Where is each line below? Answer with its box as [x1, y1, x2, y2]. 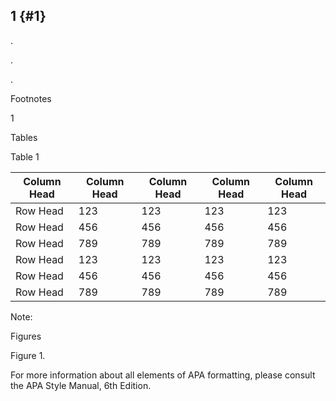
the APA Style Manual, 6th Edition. [10, 379, 152, 391]
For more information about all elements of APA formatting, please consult [10, 369, 316, 381]
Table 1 [10, 150, 40, 163]
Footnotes [10, 92, 52, 104]
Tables [10, 131, 38, 143]
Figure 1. [10, 349, 46, 361]
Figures [10, 330, 42, 342]
